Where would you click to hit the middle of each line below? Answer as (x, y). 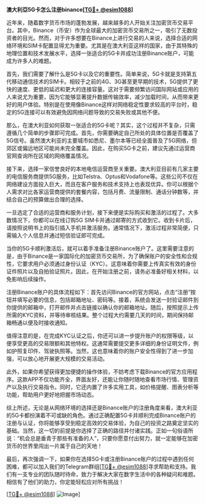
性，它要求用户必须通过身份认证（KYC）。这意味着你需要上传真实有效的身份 (101, 264)
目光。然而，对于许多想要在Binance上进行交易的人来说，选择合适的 (107, 38)
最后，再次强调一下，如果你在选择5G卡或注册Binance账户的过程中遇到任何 (100, 459)
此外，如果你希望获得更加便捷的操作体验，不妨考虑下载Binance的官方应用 (99, 372)
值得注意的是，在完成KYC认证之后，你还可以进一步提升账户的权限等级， (97, 336)
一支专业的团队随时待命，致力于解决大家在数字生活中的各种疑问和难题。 (108, 474)
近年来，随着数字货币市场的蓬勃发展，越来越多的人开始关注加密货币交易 (97, 23)
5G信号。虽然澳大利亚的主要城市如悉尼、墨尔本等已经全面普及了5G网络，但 (102, 141)
